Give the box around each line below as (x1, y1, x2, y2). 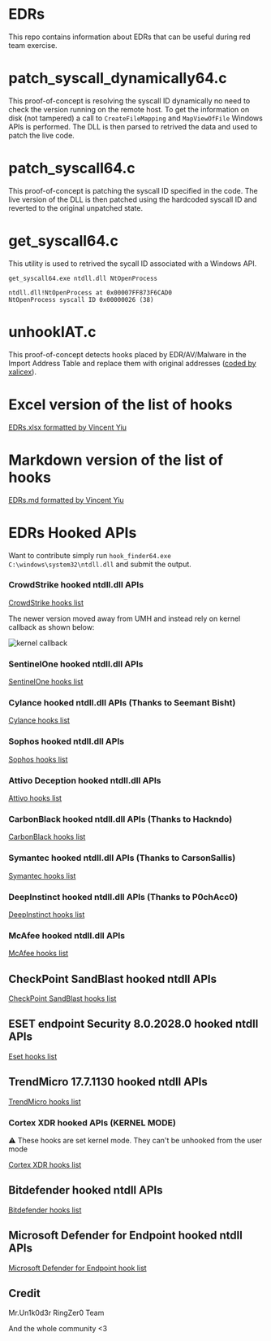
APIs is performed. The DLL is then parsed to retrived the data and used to (8, 121, 258, 131)
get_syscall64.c (8, 232, 119, 250)
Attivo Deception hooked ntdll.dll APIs (8, 775, 161, 786)
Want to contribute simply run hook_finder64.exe (8, 550, 172, 560)
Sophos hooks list (8, 754, 68, 764)
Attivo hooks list (8, 793, 62, 802)
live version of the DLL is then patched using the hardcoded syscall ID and (8, 194, 257, 204)
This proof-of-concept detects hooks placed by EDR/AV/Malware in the (8, 349, 247, 359)
